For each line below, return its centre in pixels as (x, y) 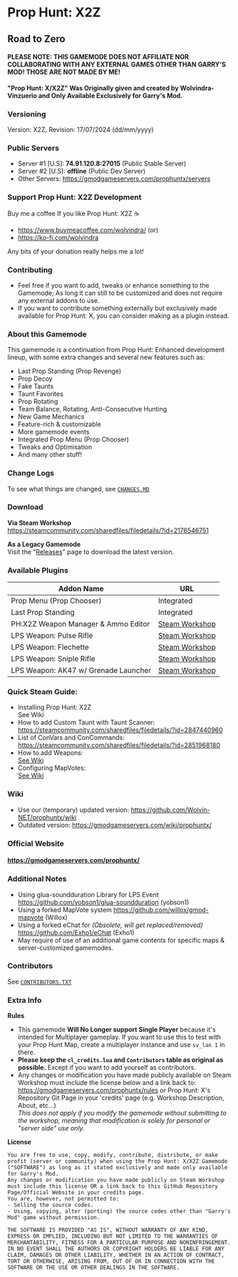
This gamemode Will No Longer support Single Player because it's (117, 1030)
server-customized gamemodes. (66, 948)
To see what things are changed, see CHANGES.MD (78, 489)
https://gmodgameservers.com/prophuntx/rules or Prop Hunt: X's (114, 1091)
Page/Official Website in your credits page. (76, 1193)
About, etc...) (37, 1106)
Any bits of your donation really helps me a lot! (76, 251)
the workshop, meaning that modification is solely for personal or (114, 1121)
